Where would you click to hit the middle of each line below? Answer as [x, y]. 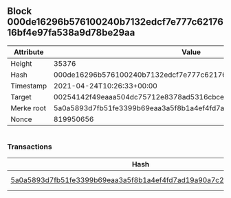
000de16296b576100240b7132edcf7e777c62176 [115, 22]
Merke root [29, 108]
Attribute [29, 52]
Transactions [30, 147]
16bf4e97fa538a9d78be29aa [71, 33]
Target [21, 97]
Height [21, 63]
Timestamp [29, 86]
